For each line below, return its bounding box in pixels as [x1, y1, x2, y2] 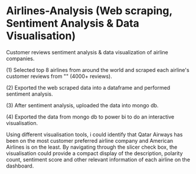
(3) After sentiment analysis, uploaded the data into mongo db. [6, 101, 159, 109]
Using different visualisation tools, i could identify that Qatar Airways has [6, 131, 183, 138]
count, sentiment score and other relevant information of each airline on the [6, 156, 191, 163]
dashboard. [6, 162, 34, 169]
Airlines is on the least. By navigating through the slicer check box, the [6, 143, 178, 150]
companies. [6, 55, 35, 62]
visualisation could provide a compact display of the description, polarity [6, 149, 183, 157]
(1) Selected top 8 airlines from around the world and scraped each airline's [6, 66, 190, 73]
